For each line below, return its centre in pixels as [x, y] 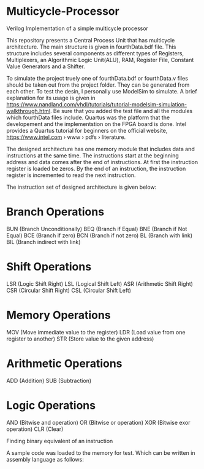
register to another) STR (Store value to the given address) [80, 339]
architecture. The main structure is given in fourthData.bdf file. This [91, 47]
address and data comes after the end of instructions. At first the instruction [102, 162]
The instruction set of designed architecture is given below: [81, 187]
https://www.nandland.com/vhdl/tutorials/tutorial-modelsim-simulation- [97, 104]
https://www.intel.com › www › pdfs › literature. [66, 137]
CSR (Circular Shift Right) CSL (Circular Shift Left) [69, 290]
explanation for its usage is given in [51, 98]
